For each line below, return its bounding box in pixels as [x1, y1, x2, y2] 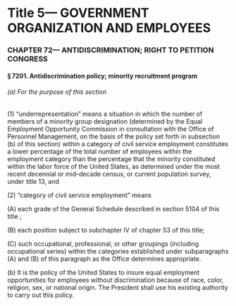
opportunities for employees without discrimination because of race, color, [7, 276, 224, 284]
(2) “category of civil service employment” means [7, 191, 151, 199]
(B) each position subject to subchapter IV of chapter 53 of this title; [7, 225, 205, 234]
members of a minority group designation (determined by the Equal [7, 117, 203, 125]
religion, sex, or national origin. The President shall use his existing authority [7, 283, 229, 291]
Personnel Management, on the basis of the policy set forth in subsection [7, 132, 221, 141]
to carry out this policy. [7, 290, 75, 299]
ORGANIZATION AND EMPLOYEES [7, 20, 211, 36]
